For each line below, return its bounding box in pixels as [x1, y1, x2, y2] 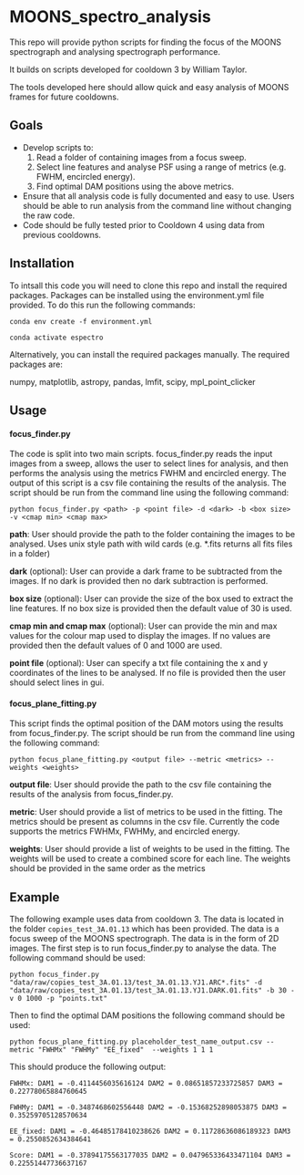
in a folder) [9, 548, 51, 559]
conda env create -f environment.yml [9, 317, 153, 326]
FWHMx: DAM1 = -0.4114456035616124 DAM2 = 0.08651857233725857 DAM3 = [9, 1079, 283, 1088]
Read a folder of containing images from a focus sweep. [35, 151, 248, 162]
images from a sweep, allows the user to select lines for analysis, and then [9, 458, 289, 469]
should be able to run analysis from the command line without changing [22, 200, 292, 211]
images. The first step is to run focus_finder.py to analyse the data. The [9, 942, 277, 954]
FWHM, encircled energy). [35, 171, 136, 182]
